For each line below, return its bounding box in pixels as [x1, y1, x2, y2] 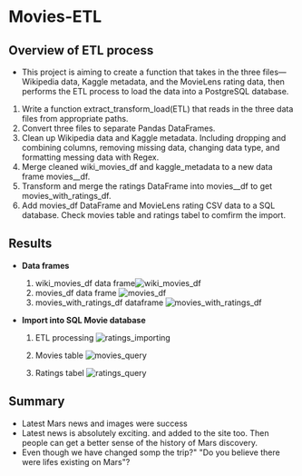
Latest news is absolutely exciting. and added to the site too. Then [21, 427, 269, 438]
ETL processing [34, 332, 94, 342]
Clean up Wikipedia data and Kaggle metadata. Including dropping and [21, 133, 287, 143]
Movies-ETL [8, 6, 102, 27]
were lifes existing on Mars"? [21, 456, 131, 467]
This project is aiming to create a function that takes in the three [21, 66, 261, 77]
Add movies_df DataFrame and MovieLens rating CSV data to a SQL [21, 200, 276, 211]
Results [8, 236, 53, 252]
